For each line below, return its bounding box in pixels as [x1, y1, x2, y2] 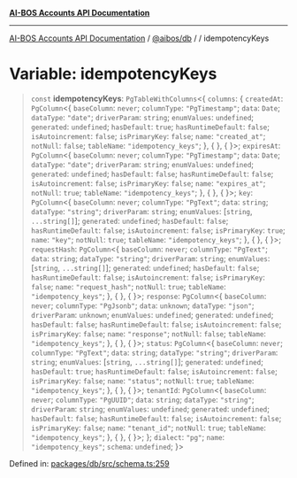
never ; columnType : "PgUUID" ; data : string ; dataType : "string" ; [30, 394, 255, 405]
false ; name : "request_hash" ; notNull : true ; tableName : [30, 281, 227, 291]
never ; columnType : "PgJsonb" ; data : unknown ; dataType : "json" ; [30, 300, 255, 311]
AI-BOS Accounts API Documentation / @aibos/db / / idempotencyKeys [9, 33, 270, 43]
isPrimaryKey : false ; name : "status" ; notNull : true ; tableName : [30, 375, 255, 386]
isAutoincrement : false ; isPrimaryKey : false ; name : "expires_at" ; [30, 177, 266, 189]
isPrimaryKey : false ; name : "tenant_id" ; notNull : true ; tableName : [30, 422, 267, 433]
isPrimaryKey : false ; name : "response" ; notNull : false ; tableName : [30, 328, 267, 339]
